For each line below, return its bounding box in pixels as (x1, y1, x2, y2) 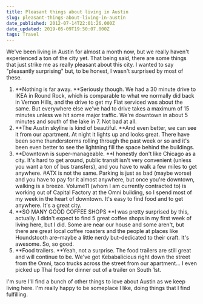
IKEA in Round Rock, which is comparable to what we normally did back (15, 92, 195, 100)
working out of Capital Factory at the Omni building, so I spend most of (15, 189, 193, 196)
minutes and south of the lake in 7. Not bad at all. (15, 118, 137, 125)
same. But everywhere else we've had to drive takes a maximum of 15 (15, 105, 190, 112)
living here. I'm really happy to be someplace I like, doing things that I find (6, 285, 190, 292)
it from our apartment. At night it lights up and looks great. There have (15, 131, 190, 138)
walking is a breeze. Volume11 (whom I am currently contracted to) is (15, 183, 187, 190)
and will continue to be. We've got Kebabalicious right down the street (15, 253, 190, 261)
